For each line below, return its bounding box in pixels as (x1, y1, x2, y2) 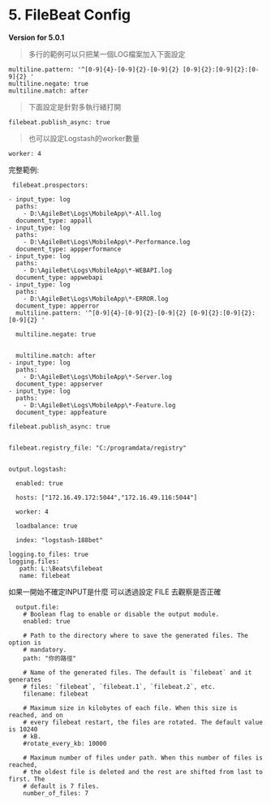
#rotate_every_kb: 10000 (23, 739, 107, 747)
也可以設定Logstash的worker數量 (28, 133, 140, 143)
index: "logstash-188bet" (15, 536, 104, 545)
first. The (8, 775, 45, 783)
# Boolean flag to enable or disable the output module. (23, 610, 220, 618)
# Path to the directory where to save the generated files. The (23, 631, 249, 639)
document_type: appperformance (15, 245, 122, 253)
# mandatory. (23, 645, 67, 654)
